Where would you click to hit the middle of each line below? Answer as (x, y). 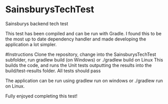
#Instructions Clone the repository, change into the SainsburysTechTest (81, 54)
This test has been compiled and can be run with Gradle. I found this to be (83, 33)
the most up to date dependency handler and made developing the (76, 39)
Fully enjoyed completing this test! (41, 96)
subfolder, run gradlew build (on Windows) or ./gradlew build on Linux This (84, 59)
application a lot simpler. (31, 44)
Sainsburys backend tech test (37, 24)
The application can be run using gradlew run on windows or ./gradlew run (84, 80)
